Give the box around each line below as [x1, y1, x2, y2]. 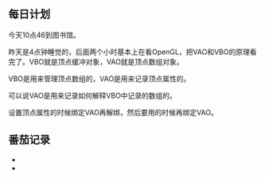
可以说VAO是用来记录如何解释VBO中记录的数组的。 [8, 91, 177, 100]
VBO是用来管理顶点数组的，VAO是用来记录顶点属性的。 [8, 74, 191, 83]
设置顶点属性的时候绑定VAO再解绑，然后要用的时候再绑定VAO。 [8, 107, 219, 117]
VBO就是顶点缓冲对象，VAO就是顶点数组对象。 [29, 56, 185, 66]
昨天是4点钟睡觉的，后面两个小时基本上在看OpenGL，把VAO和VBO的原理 [8, 47, 251, 56]
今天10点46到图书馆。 [8, 30, 81, 40]
